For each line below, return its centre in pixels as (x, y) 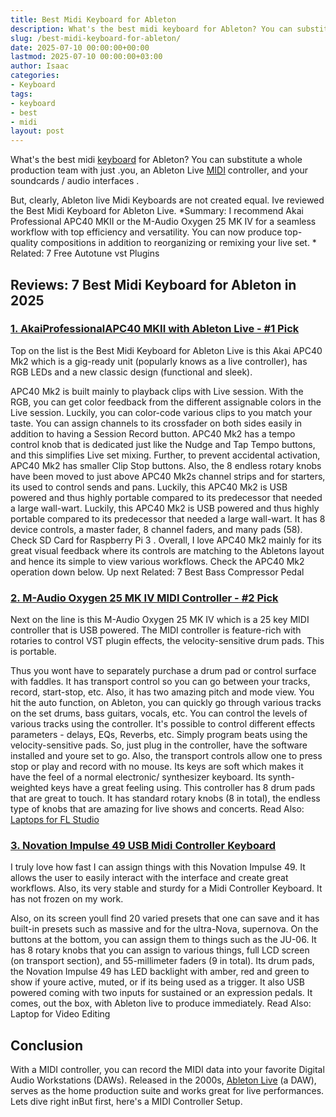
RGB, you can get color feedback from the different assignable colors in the (166, 402)
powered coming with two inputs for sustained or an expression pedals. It (161, 993)
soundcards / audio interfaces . (75, 181)
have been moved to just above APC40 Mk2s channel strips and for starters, (168, 476)
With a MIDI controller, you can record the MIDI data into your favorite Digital (167, 1070)
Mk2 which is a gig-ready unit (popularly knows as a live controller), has (159, 361)
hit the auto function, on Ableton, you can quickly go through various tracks (166, 703)
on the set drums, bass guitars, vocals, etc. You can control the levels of (159, 713)
